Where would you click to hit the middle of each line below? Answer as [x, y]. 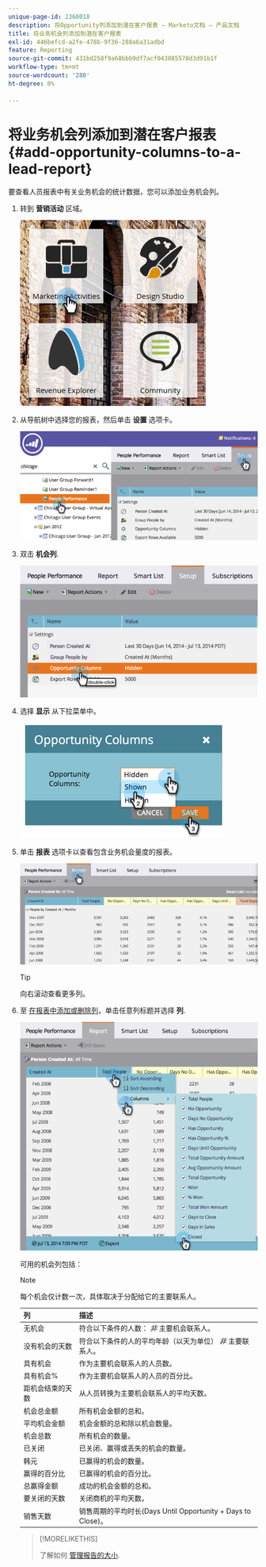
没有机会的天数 [48, 1346]
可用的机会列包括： [51, 1264]
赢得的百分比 [44, 1473]
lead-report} [50, 169]
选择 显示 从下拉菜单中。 [60, 711]
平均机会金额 [44, 1423]
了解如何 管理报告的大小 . [80, 1555]
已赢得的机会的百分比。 [117, 1473]
